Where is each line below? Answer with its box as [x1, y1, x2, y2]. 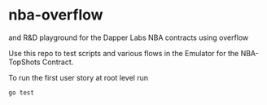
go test [8, 88, 35, 97]
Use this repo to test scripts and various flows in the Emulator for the [8, 48, 239, 58]
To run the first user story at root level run [8, 72, 149, 82]
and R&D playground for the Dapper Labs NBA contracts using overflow [8, 33, 249, 42]
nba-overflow [8, 6, 103, 24]
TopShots [8, 57, 41, 67]
